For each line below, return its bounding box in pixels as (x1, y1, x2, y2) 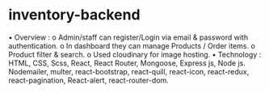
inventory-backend (8, 6, 141, 24)
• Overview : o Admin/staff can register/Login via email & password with (8, 32, 249, 42)
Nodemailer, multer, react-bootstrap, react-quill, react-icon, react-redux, (8, 66, 250, 76)
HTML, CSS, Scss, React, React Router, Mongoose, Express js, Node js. (8, 58, 246, 68)
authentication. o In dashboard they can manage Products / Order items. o (8, 40, 256, 50)
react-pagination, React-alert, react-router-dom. (8, 75, 170, 85)
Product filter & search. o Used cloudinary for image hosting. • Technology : (8, 49, 262, 59)
